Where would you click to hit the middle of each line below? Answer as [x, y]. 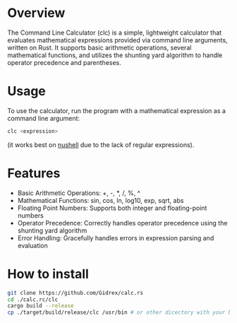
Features [34, 173]
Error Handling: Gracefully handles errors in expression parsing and [116, 237]
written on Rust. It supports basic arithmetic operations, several [99, 47]
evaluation [32, 245]
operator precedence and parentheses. [65, 62]
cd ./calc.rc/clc [33, 299]
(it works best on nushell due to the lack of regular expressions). [101, 145]
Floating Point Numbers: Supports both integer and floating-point [112, 208]
